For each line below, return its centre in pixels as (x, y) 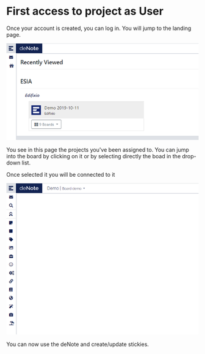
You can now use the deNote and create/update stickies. (78, 344)
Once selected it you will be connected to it (61, 174)
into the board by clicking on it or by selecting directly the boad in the (94, 156)
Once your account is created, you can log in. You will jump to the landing (99, 28)
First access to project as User (85, 11)
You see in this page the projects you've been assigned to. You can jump (98, 149)
